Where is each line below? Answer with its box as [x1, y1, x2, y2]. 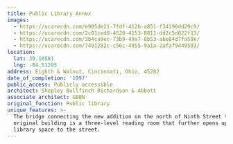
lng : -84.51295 [13, 62, 58, 69]
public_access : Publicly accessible [7, 81, 113, 88]
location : [7, 49, 36, 56]
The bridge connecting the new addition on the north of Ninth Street [13, 113, 222, 120]
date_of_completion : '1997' [7, 74, 89, 82]
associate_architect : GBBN [7, 94, 85, 101]
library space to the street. [13, 126, 101, 133]
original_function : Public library [7, 100, 110, 107]
